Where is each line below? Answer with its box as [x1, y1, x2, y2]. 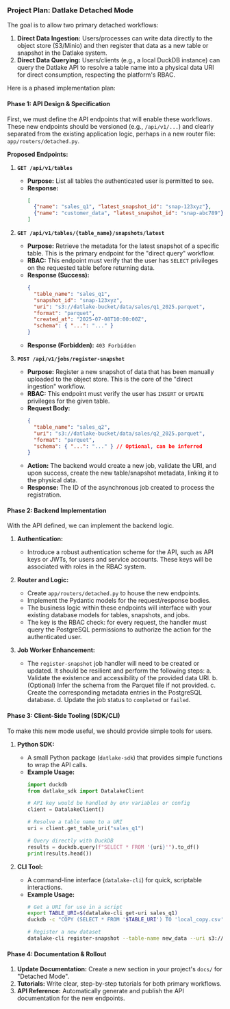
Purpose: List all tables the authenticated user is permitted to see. [27, 177, 214, 185]
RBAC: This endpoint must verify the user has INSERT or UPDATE [27, 390, 204, 397]
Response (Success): [27, 271, 90, 279]
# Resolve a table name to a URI [27, 819, 123, 825]
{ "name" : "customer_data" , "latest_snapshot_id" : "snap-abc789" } [33, 210, 224, 217]
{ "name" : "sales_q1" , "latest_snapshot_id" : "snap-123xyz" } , [33, 203, 212, 210]
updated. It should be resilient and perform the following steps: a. [27, 667, 212, 675]
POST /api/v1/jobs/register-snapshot [16, 356, 125, 362]
